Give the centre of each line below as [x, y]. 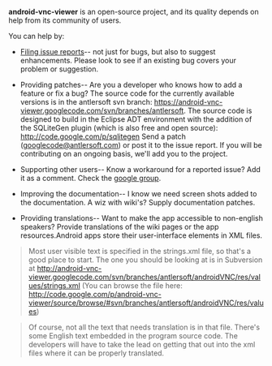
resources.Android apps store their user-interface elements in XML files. [141, 235]
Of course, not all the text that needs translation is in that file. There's [144, 327]
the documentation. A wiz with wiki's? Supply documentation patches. [138, 202]
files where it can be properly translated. [96, 353]
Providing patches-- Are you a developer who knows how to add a [131, 85]
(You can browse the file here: [132, 286]
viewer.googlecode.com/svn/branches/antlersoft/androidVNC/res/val [145, 277]
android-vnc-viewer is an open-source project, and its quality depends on [134, 12]
